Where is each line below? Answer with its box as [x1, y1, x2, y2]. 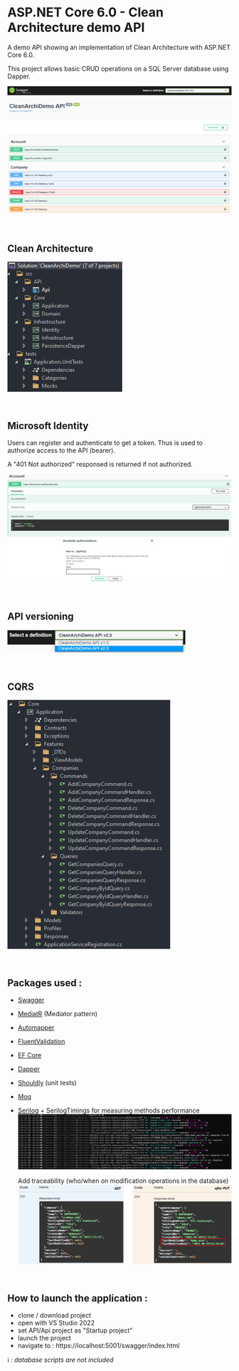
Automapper [17, 1023, 55, 1032]
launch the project [17, 1334, 71, 1342]
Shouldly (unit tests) [17, 1078, 77, 1087]
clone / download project [17, 1311, 91, 1320]
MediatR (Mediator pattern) [17, 1009, 98, 1018]
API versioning [7, 610, 74, 622]
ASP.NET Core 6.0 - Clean [7, 4, 164, 21]
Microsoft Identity [7, 420, 89, 432]
